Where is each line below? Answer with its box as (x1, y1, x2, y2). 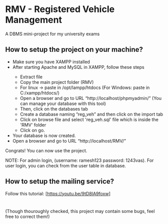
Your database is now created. (12, 132, 76, 139)
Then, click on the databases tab (20, 105, 88, 111)
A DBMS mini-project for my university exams (5, 31, 100, 37)
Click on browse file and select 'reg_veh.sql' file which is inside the (20, 117, 158, 123)
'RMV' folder (20, 122, 46, 128)
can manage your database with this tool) (20, 100, 107, 106)
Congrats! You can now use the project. (5, 147, 88, 154)
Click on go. (20, 127, 45, 133)
